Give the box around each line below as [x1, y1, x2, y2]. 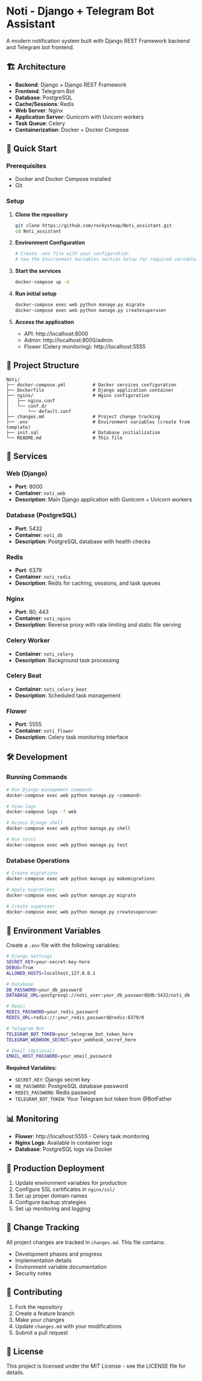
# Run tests [6, 837, 36, 843]
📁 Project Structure [6, 360, 80, 371]
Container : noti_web [14, 489, 66, 497]
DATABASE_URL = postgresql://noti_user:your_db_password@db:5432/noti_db [6, 992, 190, 998]
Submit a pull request [14, 1329, 68, 1336]
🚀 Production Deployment [6, 1163, 105, 1173]
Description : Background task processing [14, 656, 119, 664]
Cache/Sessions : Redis [14, 100, 74, 107]
